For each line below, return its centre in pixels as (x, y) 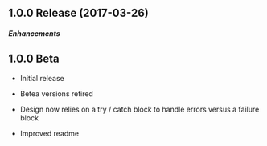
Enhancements (34, 33)
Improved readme (49, 133)
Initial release (42, 78)
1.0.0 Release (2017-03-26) (78, 13)
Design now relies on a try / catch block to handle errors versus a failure (140, 109)
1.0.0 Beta (34, 59)
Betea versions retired (57, 93)
